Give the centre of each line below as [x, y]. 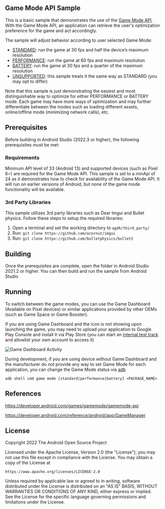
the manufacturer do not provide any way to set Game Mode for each [76, 364]
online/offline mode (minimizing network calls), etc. [57, 112]
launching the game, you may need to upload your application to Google [78, 329]
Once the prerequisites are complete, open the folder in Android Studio [77, 266]
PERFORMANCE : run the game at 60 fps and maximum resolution [79, 60]
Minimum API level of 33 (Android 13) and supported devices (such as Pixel [82, 168]
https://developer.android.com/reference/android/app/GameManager [75, 415]
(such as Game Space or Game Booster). [47, 314]
